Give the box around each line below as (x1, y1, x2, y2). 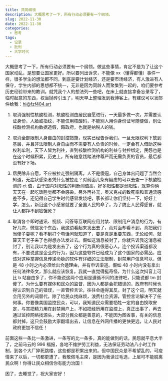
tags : (5, 35, 16, 40)
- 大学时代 (9, 49, 29, 54)
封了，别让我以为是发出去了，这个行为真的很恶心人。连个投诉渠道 (12, 243, 148, 249)
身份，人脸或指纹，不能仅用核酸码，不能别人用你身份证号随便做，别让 (16, 118, 161, 124)
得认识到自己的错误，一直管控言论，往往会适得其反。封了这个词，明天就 (12, 287, 161, 293)
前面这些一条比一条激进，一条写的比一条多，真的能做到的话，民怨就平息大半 (5, 335, 163, 341)
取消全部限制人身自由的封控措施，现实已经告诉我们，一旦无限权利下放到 (12, 134, 161, 140)
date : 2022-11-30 (5, 21, 41, 26)
